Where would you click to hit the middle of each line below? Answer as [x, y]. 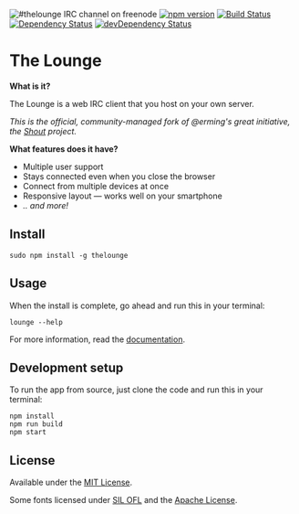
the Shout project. [43, 131]
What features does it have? [64, 149]
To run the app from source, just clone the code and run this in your [136, 390]
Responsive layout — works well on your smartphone [123, 196]
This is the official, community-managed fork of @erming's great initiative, [150, 121]
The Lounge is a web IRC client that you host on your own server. [132, 103]
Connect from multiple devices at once [96, 186]
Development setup [67, 367]
